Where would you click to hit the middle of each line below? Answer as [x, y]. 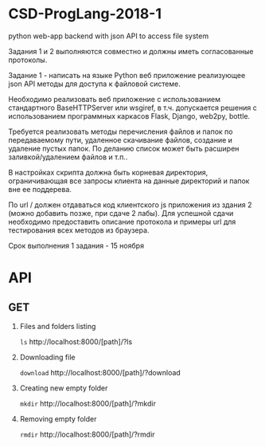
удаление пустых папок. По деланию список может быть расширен [124, 148]
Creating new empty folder [64, 388]
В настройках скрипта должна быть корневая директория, [108, 172]
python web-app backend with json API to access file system [109, 36]
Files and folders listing [58, 326]
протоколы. [28, 60]
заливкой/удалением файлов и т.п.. [68, 157]
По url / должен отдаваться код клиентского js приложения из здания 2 [130, 205]
